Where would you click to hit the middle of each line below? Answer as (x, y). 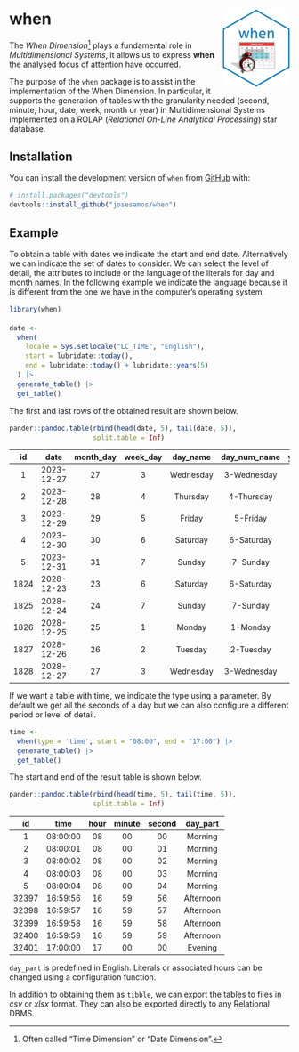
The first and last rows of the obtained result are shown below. (124, 410)
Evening (202, 948)
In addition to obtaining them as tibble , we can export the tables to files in (145, 994)
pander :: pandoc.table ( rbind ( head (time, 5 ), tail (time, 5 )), (123, 795)
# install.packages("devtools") (69, 196)
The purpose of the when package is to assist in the (102, 81)
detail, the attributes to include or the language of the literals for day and (142, 272)
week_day (143, 457)
